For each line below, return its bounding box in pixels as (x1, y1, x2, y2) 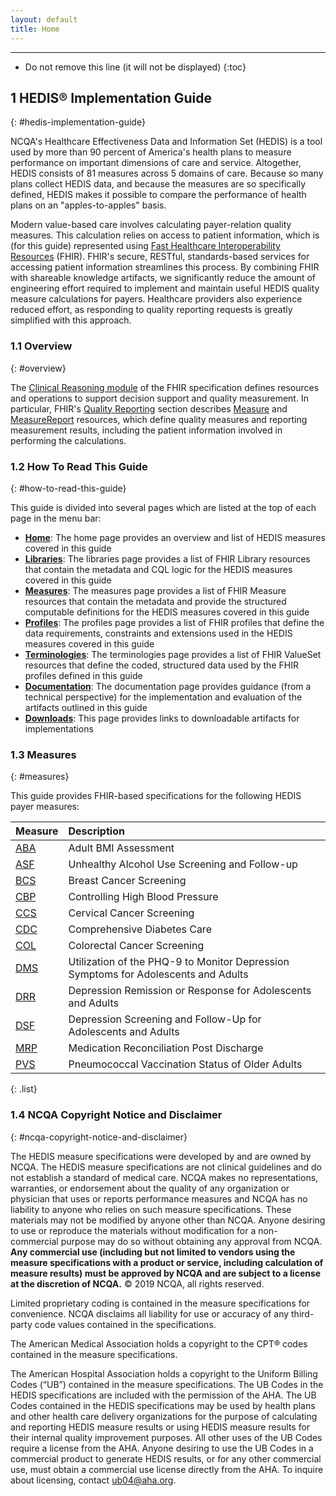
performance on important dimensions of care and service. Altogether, (10, 157, 302, 169)
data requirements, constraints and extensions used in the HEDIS (24, 627, 293, 639)
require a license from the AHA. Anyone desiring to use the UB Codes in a (10, 1442, 314, 1454)
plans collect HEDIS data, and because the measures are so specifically (10, 178, 307, 190)
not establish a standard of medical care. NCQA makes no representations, (10, 1171, 319, 1183)
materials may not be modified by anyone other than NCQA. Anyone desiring (10, 1214, 326, 1226)
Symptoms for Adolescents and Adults (68, 967, 249, 981)
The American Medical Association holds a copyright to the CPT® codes (10, 1337, 308, 1350)
